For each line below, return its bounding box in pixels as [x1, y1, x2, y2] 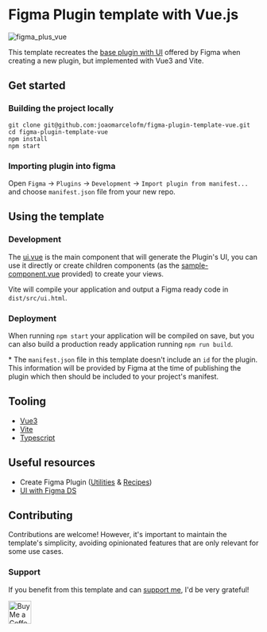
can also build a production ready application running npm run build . [8, 339, 233, 348]
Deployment [8, 312, 57, 324]
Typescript [19, 433, 56, 442]
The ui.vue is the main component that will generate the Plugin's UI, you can [8, 252, 258, 261]
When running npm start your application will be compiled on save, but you [8, 331, 254, 340]
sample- [181, 261, 209, 270]
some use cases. [8, 547, 64, 556]
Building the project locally [8, 103, 114, 114]
